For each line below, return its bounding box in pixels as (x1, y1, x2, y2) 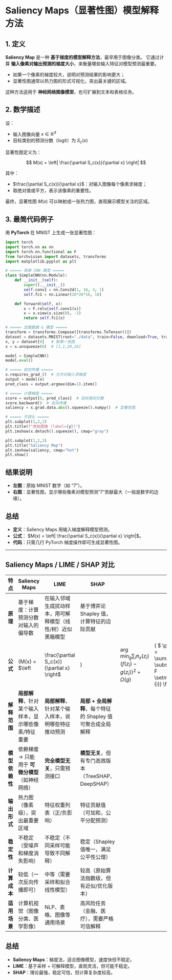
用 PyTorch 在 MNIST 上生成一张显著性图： (5, 230, 97, 236)
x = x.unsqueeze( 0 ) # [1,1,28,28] (5, 344, 81, 349)
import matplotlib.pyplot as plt (5, 259, 77, 264)
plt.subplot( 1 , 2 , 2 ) (5, 438, 47, 443)
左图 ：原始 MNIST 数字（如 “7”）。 (12, 482, 85, 488)
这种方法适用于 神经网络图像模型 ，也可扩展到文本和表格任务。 (5, 89, 137, 95)
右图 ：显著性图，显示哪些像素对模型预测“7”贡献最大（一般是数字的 (12, 489, 155, 495)
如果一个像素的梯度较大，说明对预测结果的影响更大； (12, 71, 125, 78)
